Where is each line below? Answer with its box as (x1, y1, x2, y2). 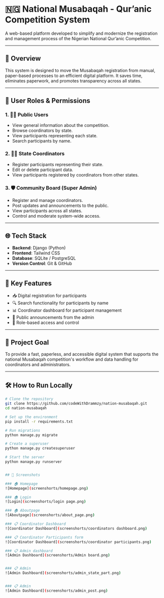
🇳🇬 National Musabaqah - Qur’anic (5, 3, 152, 15)
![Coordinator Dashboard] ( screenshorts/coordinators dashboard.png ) (5, 526, 147, 531)
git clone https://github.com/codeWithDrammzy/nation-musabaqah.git (5, 401, 147, 406)
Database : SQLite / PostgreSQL (12, 255, 76, 261)
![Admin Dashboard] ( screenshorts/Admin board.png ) (5, 553, 110, 558)
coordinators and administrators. (5, 362, 71, 368)
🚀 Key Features (5, 279, 52, 288)
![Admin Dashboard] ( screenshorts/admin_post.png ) (5, 588, 108, 593)
